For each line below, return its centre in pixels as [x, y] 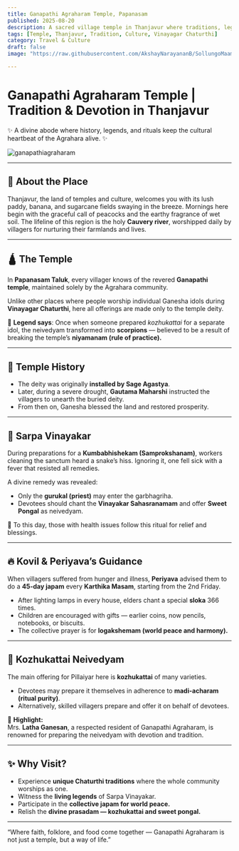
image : [17, 54]
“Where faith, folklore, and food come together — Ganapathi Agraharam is [116, 832]
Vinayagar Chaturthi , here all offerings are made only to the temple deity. [116, 309]
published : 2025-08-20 [41, 21]
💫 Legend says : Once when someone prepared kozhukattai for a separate [116, 322]
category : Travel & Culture [49, 41]
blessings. [22, 533]
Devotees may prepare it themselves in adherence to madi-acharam [118, 691]
